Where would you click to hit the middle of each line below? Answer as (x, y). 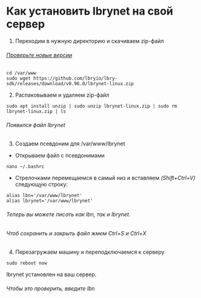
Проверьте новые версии (39, 55)
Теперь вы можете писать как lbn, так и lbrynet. (68, 214)
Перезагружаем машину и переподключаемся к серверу (90, 252)
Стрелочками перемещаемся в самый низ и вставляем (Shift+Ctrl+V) (105, 178)
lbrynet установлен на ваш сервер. (51, 274)
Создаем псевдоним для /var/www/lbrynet (70, 144)
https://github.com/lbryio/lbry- (75, 78)
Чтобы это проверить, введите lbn (51, 288)
